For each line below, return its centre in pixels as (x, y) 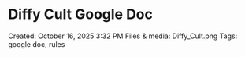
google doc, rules (37, 44)
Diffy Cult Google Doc (81, 14)
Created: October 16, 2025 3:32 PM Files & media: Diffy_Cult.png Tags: (123, 36)
